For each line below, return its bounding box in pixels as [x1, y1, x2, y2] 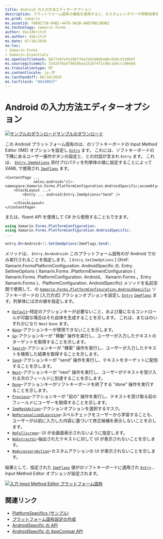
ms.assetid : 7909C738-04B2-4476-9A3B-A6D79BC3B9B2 [5, 20, 110, 26]
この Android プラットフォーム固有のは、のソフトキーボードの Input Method [5, 141, 158, 147]
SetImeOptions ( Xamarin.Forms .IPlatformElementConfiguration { [5, 268, 136, 274]
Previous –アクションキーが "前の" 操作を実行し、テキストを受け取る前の [12, 393, 157, 399]
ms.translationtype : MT [5, 66, 53, 71]
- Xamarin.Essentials [5, 52, 49, 57]
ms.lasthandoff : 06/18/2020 [5, 75, 62, 80]
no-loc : [5, 43, 21, 48]
